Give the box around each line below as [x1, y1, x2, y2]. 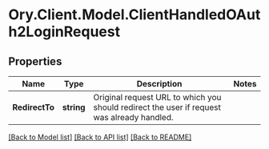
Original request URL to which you [93, 92, 222, 103]
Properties [8, 54, 62, 68]
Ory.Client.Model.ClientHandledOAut [8, 6, 261, 24]
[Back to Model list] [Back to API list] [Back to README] [8, 132, 192, 142]
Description [136, 79, 183, 89]
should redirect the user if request [93, 102, 222, 113]
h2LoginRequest [8, 22, 121, 41]
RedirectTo [12, 102, 54, 113]
